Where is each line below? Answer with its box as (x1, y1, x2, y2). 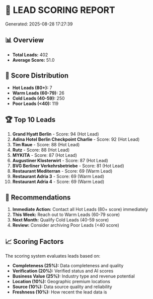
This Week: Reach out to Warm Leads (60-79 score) (12, 211, 120, 218)
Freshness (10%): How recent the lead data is (12, 289, 107, 295)
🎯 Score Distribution (5, 72, 69, 80)
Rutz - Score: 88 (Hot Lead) (12, 147, 70, 153)
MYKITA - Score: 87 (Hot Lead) (12, 152, 77, 158)
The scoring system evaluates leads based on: (5, 253, 101, 259)
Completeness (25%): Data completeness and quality (12, 263, 124, 268)
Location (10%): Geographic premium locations (12, 279, 110, 284)
